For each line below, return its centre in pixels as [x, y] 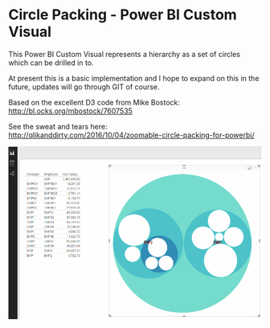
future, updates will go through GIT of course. [84, 87]
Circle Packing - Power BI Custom [123, 15]
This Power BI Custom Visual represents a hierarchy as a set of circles [125, 54]
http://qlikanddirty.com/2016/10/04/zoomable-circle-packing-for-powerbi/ [131, 135]
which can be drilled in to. [51, 63]
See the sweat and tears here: [58, 126]
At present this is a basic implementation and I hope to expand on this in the [134, 78]
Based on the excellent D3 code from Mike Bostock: [94, 102]
